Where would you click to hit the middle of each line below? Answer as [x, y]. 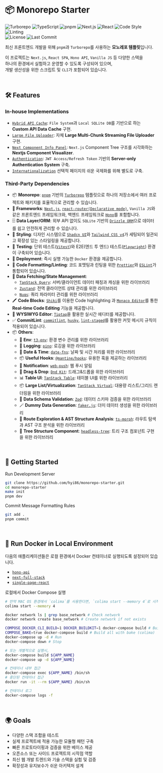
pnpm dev [14, 496]
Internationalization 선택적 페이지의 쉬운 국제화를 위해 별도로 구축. [78, 170]
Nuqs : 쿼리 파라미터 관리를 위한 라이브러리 [59, 294]
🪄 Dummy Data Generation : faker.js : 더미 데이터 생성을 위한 [80, 405]
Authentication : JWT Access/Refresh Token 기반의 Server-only [74, 158]
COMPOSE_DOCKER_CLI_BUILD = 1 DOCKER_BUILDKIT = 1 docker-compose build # [78, 628]
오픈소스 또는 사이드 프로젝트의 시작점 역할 [52, 754]
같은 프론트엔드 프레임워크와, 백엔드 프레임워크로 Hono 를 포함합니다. [76, 214]
